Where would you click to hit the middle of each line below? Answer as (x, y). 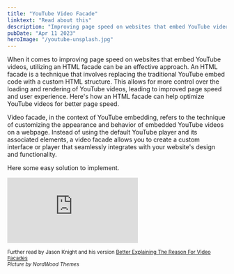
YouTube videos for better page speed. (63, 104)
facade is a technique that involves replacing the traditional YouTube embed (116, 75)
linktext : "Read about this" (49, 20)
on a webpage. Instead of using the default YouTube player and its (102, 132)
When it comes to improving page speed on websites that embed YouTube (114, 59)
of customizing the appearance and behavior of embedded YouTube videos (116, 125)
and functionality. (32, 155)
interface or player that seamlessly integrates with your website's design (111, 147)
